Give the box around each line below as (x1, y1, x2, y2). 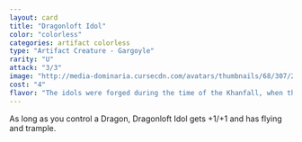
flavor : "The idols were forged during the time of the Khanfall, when (9, 88, 283, 97)
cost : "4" (9, 80, 47, 89)
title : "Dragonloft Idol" (9, 22, 106, 31)
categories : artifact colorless (9, 38, 130, 48)
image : (9, 72, 34, 81)
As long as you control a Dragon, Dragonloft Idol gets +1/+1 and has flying (9, 113, 283, 124)
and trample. (9, 122, 57, 133)
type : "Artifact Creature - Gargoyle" (9, 47, 155, 56)
